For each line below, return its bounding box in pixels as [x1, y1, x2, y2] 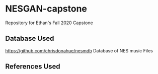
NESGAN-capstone [5, 3, 87, 15]
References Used [5, 62, 60, 71]
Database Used [5, 34, 54, 43]
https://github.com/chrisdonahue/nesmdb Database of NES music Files [5, 47, 153, 53]
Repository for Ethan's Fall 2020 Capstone [5, 20, 93, 26]
